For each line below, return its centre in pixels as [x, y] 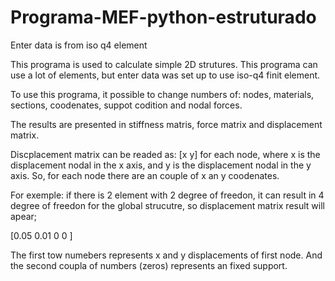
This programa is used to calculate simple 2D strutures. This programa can [164, 64]
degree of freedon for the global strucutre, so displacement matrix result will [167, 205]
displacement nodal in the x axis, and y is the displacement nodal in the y [161, 165]
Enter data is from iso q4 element [79, 45]
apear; [24, 216]
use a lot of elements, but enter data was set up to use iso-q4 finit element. [165, 75]
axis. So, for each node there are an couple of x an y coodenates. [145, 175]
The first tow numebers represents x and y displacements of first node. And [166, 255]
